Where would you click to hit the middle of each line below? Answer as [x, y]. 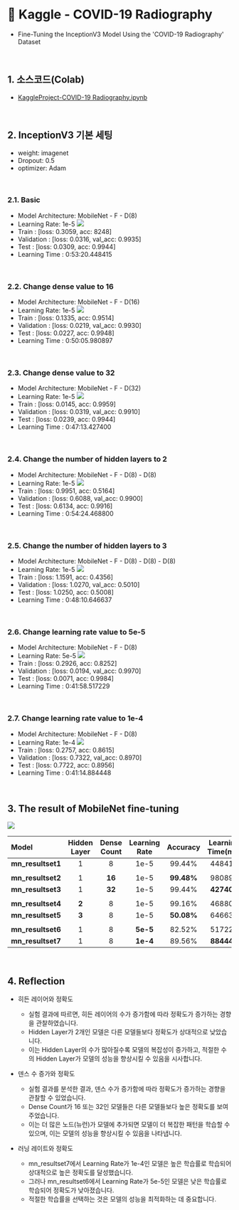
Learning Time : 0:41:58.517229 [64, 686]
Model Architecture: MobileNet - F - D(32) [79, 388]
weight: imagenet [43, 153]
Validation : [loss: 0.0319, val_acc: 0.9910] [79, 412]
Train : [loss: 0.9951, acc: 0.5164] [66, 491]
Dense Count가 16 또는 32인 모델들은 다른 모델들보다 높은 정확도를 [122, 1107]
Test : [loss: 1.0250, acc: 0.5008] [65, 593]
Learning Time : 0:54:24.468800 [65, 513]
